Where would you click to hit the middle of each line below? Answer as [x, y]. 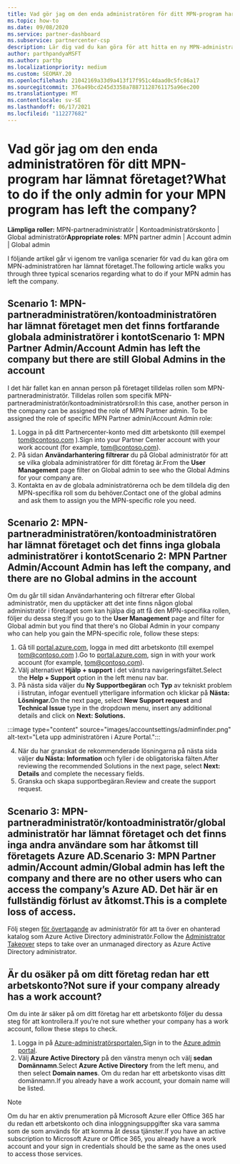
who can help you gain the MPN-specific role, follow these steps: [104, 633]
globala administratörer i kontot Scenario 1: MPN [116, 337]
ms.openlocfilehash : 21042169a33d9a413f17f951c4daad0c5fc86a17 [104, 80]
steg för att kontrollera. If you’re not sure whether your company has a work [118, 1021]
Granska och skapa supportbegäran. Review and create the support [117, 781]
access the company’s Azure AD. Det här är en [113, 889]
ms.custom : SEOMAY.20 [40, 74]
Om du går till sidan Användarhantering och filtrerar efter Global [101, 596]
